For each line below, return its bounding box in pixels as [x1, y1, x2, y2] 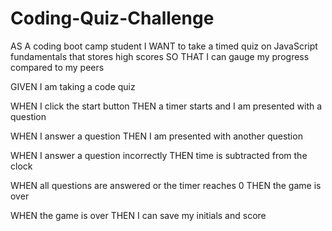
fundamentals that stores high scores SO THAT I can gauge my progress [10, 50, 310, 62]
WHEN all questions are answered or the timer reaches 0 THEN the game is [10, 179, 322, 191]
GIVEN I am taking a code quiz [10, 80, 136, 92]
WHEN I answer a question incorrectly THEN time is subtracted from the [10, 149, 308, 161]
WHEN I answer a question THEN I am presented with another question [10, 130, 303, 142]
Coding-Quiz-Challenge [10, 7, 215, 30]
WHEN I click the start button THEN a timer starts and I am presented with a [10, 100, 323, 112]
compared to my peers [10, 61, 105, 73]
